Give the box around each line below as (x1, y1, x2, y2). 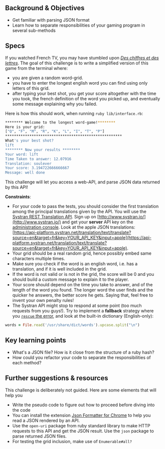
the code (12, 407, 31, 413)
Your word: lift (5, 152, 38, 157)
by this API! (5, 184, 29, 190)
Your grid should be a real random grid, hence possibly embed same (12, 250, 152, 256)
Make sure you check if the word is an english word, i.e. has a (12, 261, 138, 267)
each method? (12, 359, 42, 365)
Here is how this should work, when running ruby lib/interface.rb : (5, 110, 143, 116)
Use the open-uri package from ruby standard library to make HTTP (12, 422, 150, 428)
